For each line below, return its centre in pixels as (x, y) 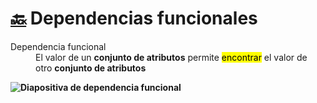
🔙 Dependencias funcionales (134, 18)
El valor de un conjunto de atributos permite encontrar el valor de (171, 57)
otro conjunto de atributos (91, 68)
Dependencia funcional (58, 46)
